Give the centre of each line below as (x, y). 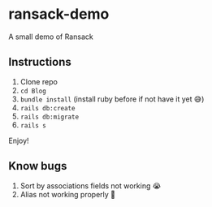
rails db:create (48, 108)
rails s (33, 125)
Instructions (40, 62)
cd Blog (33, 91)
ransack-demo (59, 14)
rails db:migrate (50, 117)
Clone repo (39, 81)
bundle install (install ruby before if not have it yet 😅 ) (112, 99)
